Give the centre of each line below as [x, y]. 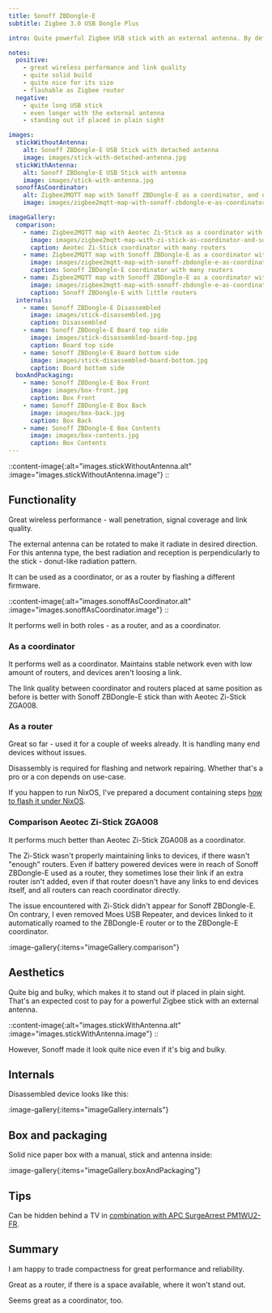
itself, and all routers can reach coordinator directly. [94, 890]
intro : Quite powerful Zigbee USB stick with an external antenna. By [130, 38]
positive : [32, 60]
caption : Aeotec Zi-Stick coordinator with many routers [128, 248]
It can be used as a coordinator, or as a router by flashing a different [122, 576]
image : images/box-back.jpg [77, 413]
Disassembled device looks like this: [69, 1094]
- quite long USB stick [63, 105]
